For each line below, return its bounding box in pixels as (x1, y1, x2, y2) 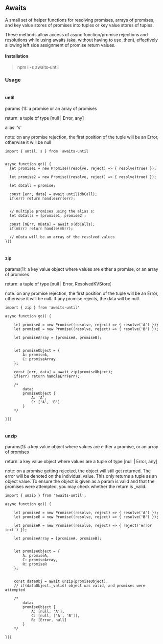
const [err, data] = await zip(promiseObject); (14, 369, 113, 374)
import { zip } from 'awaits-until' (5, 305, 80, 310)
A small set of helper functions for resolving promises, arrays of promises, (5, 17, 155, 23)
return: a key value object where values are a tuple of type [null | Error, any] (5, 459, 158, 464)
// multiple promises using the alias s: (9, 208, 95, 214)
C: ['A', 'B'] (31, 399, 60, 404)
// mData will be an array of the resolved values (9, 234, 115, 239)
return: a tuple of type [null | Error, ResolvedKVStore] (5, 281, 112, 286)
